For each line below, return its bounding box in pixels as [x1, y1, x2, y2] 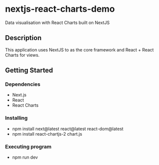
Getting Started [5, 66, 53, 74]
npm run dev [12, 154, 38, 160]
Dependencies [5, 81, 41, 88]
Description [5, 34, 42, 42]
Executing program [5, 143, 52, 150]
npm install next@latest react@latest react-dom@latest [12, 126, 124, 132]
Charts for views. [5, 52, 40, 58]
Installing [5, 115, 28, 121]
